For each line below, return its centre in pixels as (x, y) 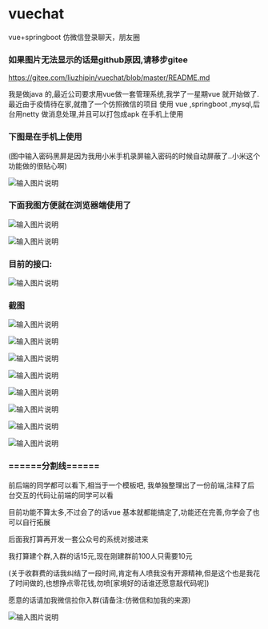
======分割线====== (54, 466)
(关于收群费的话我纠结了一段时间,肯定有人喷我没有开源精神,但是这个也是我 (131, 573)
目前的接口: (30, 264)
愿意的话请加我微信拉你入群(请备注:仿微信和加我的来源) (100, 599)
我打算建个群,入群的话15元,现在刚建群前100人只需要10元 (100, 555)
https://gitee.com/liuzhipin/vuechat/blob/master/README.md (109, 78)
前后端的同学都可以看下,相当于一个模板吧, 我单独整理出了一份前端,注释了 (128, 485)
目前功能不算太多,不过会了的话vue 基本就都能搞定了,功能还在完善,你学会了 (131, 512)
